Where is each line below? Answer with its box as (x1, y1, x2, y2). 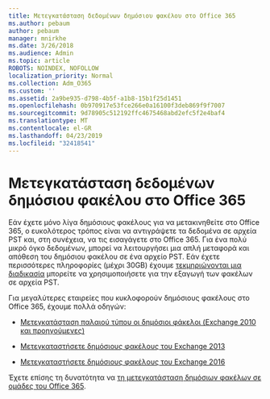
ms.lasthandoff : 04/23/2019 (8, 131, 103, 139)
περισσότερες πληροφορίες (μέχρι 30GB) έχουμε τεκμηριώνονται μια (8, 260, 242, 270)
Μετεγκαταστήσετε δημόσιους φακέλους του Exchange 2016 (19, 357, 226, 367)
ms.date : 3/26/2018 (8, 42, 74, 50)
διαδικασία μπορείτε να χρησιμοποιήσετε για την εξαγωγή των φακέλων (8, 269, 253, 279)
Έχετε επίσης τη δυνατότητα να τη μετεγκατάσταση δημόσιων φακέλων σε (8, 372, 262, 383)
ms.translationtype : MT (8, 117, 89, 125)
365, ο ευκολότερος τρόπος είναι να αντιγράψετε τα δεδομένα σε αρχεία (8, 227, 257, 236)
